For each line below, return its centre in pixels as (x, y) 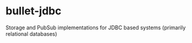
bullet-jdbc (34, 11)
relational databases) (31, 33)
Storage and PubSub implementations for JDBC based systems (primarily (96, 27)
